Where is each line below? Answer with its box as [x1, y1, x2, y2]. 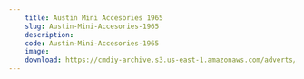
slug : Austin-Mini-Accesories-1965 [25, 22, 160, 31]
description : [25, 30, 74, 39]
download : [25, 55, 63, 64]
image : [25, 47, 50, 56]
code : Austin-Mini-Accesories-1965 [25, 38, 160, 48]
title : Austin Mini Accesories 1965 [25, 13, 164, 23]
